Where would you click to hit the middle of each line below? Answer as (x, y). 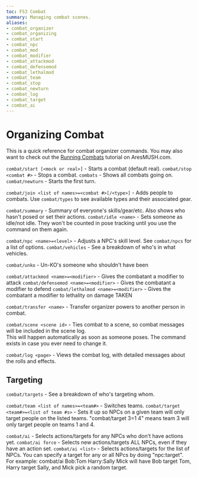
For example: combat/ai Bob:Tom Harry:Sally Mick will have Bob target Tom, (99, 461)
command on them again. (37, 229)
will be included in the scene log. (46, 331)
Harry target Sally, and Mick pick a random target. (67, 468)
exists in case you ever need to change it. (57, 344)
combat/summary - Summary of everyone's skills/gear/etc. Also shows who (96, 210)
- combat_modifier (29, 56)
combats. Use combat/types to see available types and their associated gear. (99, 199)
